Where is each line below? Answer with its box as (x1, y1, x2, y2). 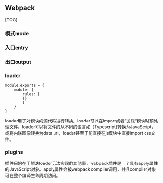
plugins (5, 148, 23, 155)
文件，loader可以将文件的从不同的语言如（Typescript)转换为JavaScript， (9, 124, 156, 130)
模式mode (5, 30, 29, 37)
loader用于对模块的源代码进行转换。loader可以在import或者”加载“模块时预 (5, 118, 154, 123)
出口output (5, 59, 32, 65)
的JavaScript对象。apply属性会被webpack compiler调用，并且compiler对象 (5, 166, 156, 172)
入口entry (5, 44, 28, 51)
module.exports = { (5, 83, 45, 88)
